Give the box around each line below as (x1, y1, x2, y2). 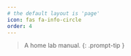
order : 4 (7, 23, 32, 29)
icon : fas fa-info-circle (7, 16, 81, 23)
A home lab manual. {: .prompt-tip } (23, 42, 125, 50)
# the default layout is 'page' (7, 10, 100, 17)
